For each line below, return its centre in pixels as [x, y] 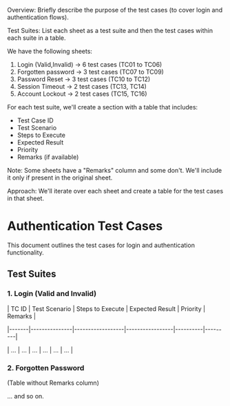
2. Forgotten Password [46, 367]
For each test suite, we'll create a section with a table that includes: [103, 107]
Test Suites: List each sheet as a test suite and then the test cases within [110, 31]
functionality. [26, 252]
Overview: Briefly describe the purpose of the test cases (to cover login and [115, 10]
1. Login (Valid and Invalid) [52, 294]
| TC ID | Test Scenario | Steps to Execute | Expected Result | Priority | [106, 308]
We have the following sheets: [50, 51]
